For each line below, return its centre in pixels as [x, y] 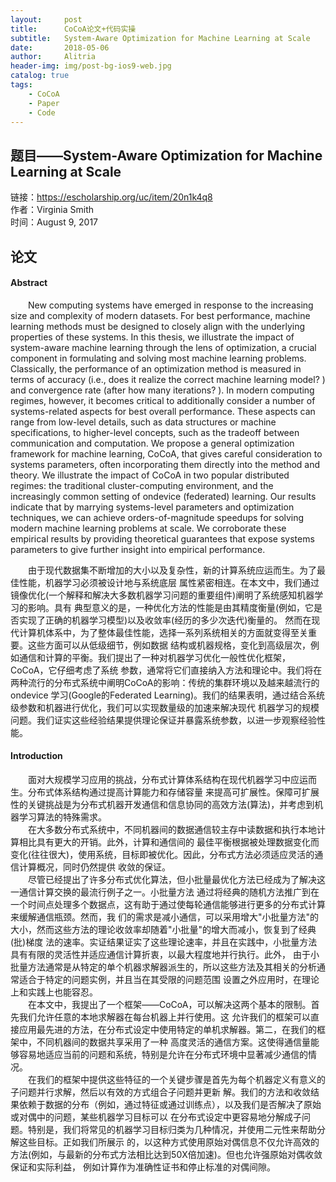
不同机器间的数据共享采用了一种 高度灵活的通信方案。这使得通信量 [173, 1042]
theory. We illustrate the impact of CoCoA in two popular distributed [150, 475]
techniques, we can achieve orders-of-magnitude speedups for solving [157, 517]
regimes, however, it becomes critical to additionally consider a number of [163, 400]
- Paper [44, 103]
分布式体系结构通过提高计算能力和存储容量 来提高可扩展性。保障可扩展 [173, 792]
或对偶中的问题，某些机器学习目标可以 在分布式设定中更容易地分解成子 [156, 1117]
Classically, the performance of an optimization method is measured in [156, 368]
